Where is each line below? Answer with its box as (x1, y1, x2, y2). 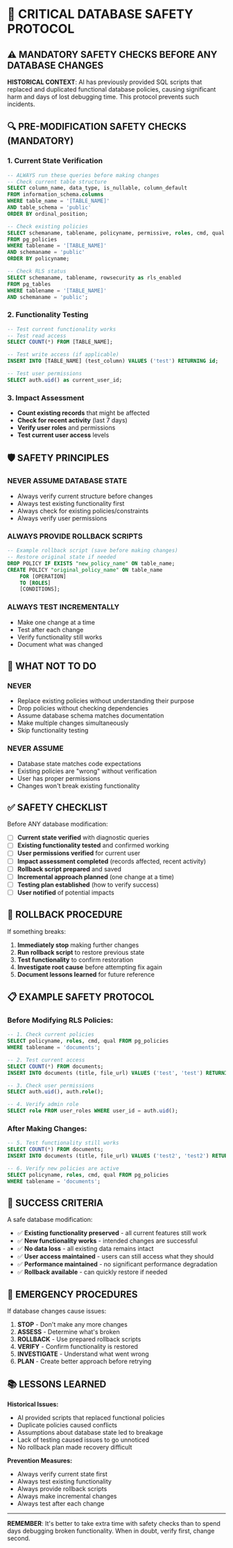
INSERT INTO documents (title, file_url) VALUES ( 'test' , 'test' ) (7, 1069, 203, 1076)
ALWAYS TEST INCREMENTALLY (7, 602, 120, 612)
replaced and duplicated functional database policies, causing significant (7, 85, 216, 93)
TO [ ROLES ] (19, 579, 51, 586)
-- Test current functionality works (7, 325, 116, 332)
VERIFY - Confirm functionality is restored (17, 1343, 139, 1351)
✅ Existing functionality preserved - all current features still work (17, 1229, 207, 1237)
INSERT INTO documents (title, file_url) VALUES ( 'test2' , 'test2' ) (7, 1153, 209, 1159)
